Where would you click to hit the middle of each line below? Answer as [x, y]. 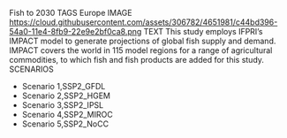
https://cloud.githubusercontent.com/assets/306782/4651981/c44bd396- [143, 22]
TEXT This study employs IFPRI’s [203, 31]
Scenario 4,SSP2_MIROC [67, 115]
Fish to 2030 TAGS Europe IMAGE [71, 13]
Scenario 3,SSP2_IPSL [63, 105]
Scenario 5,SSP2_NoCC [65, 124]
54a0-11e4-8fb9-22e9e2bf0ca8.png [76, 31]
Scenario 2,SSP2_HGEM [66, 96]
